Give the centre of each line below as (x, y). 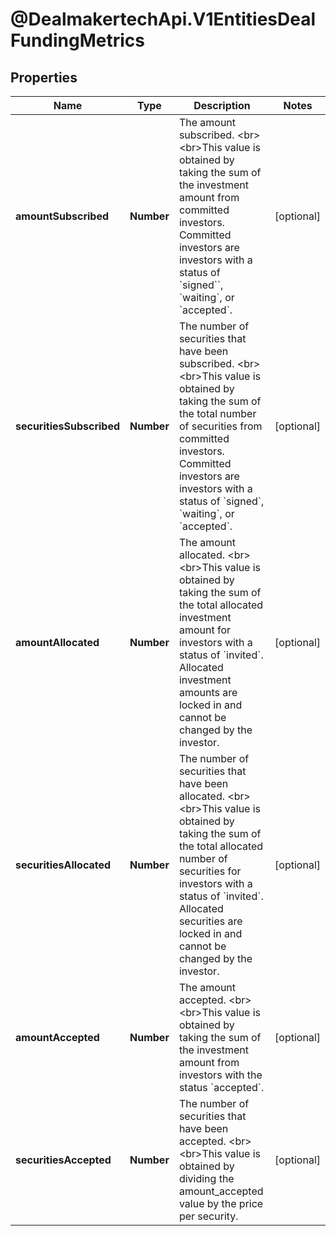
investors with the (220, 1075)
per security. (208, 1216)
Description (222, 105)
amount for (204, 630)
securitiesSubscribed (67, 426)
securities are (210, 921)
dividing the (206, 1178)
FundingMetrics (78, 40)
